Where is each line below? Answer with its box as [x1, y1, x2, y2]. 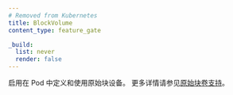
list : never [15, 48, 56, 56]
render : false [15, 55, 62, 63]
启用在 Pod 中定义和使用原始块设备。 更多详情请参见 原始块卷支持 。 [8, 78, 229, 87]
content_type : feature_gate [8, 26, 102, 34]
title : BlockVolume [8, 19, 73, 27]
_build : [8, 40, 34, 48]
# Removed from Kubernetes [8, 11, 98, 20]
